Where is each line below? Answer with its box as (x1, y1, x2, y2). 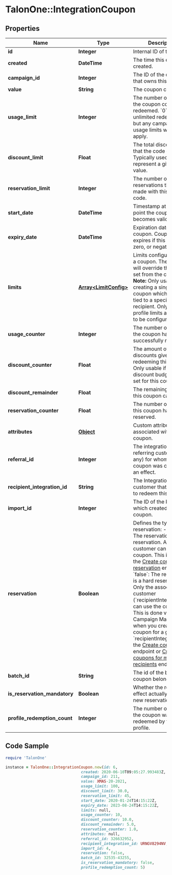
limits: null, (81, 808, 111, 813)
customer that (133, 483, 167, 490)
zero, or (133, 243, 152, 250)
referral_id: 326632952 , (81, 836, 134, 841)
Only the (133, 584, 154, 590)
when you (133, 622, 157, 629)
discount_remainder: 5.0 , (81, 822, 137, 827)
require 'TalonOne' (5, 755, 47, 760)
